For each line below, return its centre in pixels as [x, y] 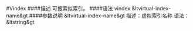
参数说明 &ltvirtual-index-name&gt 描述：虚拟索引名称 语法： [116, 15]
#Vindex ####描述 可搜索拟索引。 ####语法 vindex [68, 8]
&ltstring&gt [20, 22]
